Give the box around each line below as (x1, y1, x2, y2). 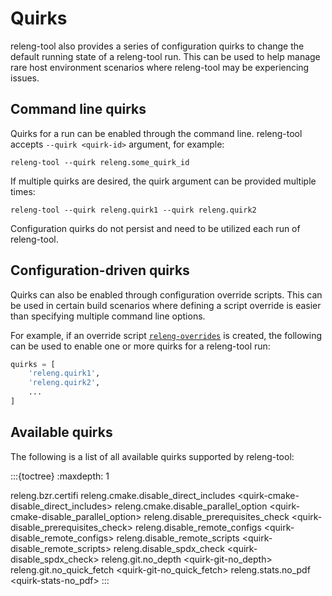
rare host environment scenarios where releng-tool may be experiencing (10, 61, 310, 73)
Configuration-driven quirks (10, 262, 190, 279)
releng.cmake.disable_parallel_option (114, 500, 268, 512)
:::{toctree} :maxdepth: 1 (10, 470, 110, 482)
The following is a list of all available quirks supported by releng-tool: (10, 450, 295, 462)
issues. (10, 72, 40, 84)
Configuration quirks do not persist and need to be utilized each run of (10, 222, 301, 234)
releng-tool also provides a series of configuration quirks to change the (10, 40, 305, 52)
